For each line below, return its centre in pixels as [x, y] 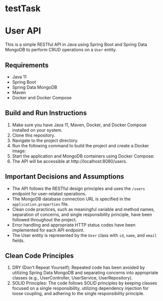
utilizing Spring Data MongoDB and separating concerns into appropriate [85, 273]
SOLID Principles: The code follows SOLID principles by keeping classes [84, 283]
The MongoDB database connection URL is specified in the [71, 199]
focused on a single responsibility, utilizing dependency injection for [80, 288]
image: [19, 151]
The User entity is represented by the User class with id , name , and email [84, 235]
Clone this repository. [34, 135]
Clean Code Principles [39, 256]
